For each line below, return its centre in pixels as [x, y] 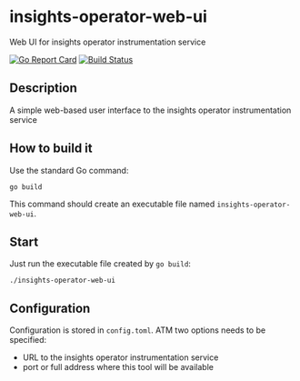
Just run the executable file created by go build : [100, 264]
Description [43, 88]
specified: [28, 340]
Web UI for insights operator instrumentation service [108, 42]
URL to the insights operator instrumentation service [120, 357]
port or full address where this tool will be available [118, 367]
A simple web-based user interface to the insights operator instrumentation [150, 110]
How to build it [51, 149]
